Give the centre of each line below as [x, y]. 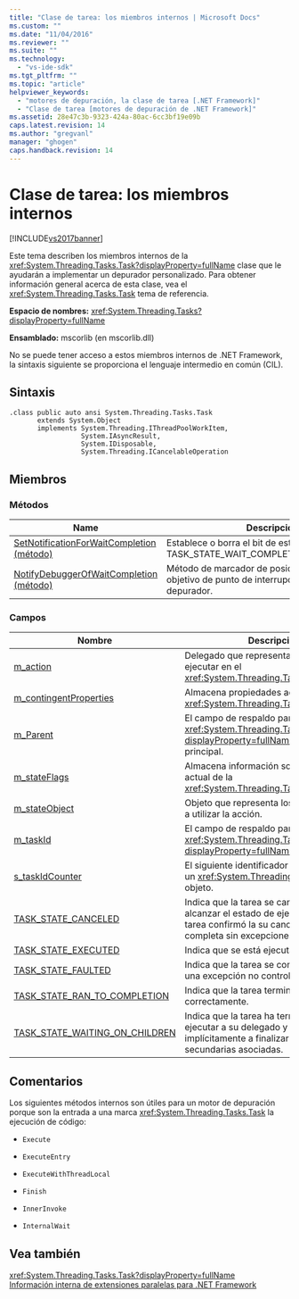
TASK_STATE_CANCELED [67, 919]
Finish [34, 1192]
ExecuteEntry [46, 1157]
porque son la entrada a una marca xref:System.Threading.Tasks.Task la [141, 1112]
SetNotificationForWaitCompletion [85, 543]
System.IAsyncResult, [121, 437]
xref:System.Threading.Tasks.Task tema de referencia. [109, 293]
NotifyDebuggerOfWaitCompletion [86, 574]
